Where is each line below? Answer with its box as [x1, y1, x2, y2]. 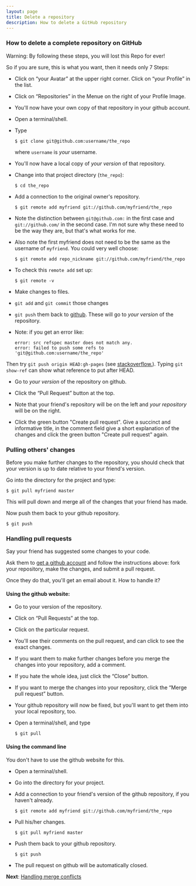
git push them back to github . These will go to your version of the [14, 311, 174, 318]
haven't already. [14, 797, 54, 804]
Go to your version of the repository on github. [14, 378, 127, 385]
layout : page [6, 8, 38, 15]
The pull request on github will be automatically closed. [14, 861, 148, 868]
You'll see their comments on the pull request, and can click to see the [14, 637, 184, 645]
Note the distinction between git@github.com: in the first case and [14, 214, 174, 221]
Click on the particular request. [14, 626, 90, 633]
